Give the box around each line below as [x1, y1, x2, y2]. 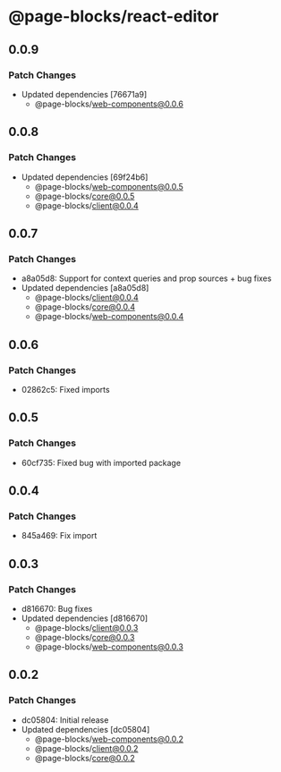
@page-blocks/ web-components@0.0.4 [34, 311, 184, 322]
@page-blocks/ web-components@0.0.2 [34, 734, 184, 744]
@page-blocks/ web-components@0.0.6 [34, 98, 184, 109]
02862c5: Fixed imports [21, 384, 110, 394]
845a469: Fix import [21, 530, 98, 541]
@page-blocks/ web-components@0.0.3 [34, 641, 184, 652]
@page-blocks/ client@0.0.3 [34, 623, 139, 632]
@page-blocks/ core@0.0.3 [34, 632, 135, 642]
